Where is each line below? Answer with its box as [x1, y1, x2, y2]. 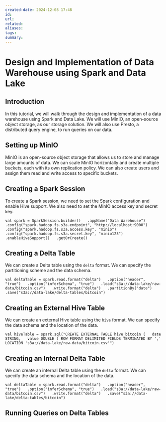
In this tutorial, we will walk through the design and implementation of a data [5, 111, 162, 117]
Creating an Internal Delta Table [5, 354, 105, 363]
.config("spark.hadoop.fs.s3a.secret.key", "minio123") [5, 231, 123, 236]
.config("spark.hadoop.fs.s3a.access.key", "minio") [5, 227, 117, 232]
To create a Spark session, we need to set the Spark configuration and [5, 198, 150, 204]
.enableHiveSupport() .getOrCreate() [5, 235, 88, 241]
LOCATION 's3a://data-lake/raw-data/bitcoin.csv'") [5, 341, 114, 346]
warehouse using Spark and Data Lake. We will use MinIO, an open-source [5, 116, 158, 122]
